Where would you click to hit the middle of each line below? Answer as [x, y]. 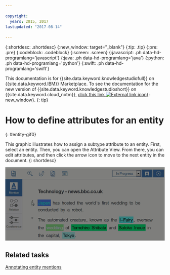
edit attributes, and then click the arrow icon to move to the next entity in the [85, 155]
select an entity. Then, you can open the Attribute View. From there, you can [84, 150]
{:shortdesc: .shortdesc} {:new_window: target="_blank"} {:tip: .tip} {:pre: [81, 47]
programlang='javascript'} [32, 58]
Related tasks [27, 255]
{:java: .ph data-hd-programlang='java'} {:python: [112, 58]
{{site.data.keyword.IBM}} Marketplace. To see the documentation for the [82, 84]
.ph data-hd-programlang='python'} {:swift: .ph [55, 63]
